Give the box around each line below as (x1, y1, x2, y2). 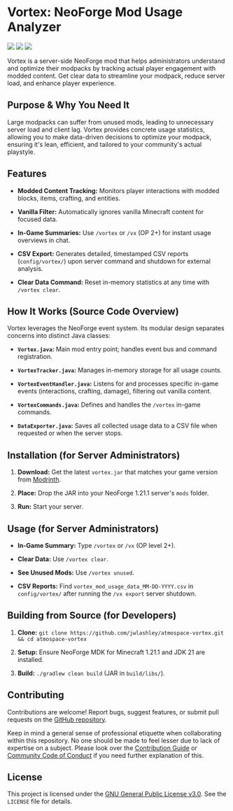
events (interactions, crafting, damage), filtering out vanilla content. (17, 387, 212, 395)
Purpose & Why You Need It (7, 99, 130, 111)
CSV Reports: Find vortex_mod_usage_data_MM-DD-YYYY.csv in (17, 582, 194, 590)
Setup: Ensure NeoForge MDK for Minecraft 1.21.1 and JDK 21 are (17, 648, 206, 656)
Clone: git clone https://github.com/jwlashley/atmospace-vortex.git (17, 628, 224, 637)
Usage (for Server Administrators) (7, 523, 160, 535)
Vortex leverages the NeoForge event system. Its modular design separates (7, 324, 225, 332)
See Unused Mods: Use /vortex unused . (17, 568, 135, 577)
